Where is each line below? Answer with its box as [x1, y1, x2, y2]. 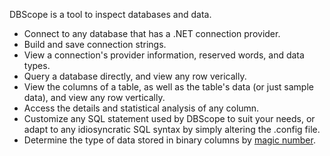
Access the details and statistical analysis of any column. [23, 102, 260, 114]
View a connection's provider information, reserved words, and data [23, 49, 305, 61]
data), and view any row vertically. [23, 92, 166, 103]
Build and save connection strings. [23, 39, 167, 50]
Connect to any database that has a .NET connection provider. [23, 28, 281, 39]
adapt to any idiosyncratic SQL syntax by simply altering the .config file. [23, 124, 321, 135]
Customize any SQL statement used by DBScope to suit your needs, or [23, 113, 316, 124]
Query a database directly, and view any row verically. [23, 70, 247, 82]
